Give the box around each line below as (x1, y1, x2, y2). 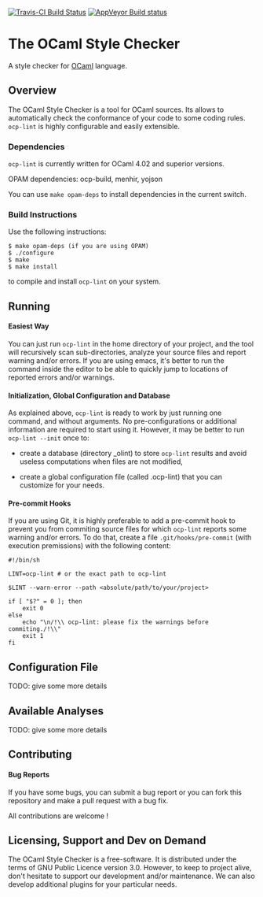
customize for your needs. (19, 480, 105, 490)
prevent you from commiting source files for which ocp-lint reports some (8, 524, 247, 534)
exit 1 (22, 632, 44, 640)
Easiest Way (8, 321, 49, 331)
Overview (8, 83, 57, 98)
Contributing (8, 748, 72, 762)
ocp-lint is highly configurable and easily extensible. (8, 121, 181, 131)
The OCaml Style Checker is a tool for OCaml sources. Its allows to (8, 105, 225, 114)
